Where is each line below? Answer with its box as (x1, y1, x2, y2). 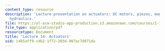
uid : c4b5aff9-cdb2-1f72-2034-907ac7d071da (5, 39, 96, 44)
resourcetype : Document (5, 30, 54, 34)
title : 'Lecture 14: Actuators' (5, 34, 71, 39)
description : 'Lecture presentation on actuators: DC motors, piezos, (5, 12, 153, 17)
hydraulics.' (9, 16, 36, 21)
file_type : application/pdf (5, 25, 63, 30)
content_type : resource (5, 7, 54, 12)
